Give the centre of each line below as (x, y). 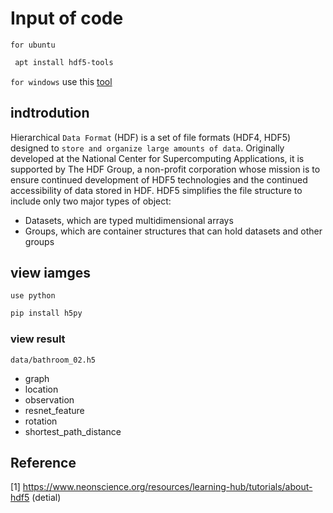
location (41, 389)
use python (33, 296)
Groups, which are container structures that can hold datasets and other (173, 231)
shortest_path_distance (73, 431)
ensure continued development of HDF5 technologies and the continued (159, 179)
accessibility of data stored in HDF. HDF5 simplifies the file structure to (156, 190)
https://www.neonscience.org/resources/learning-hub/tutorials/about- (167, 487)
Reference (43, 463)
